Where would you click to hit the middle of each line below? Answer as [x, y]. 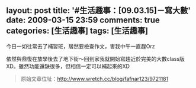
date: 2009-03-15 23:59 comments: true [83, 20]
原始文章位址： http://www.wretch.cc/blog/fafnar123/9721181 [94, 79]
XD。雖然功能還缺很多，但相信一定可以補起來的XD [68, 66]
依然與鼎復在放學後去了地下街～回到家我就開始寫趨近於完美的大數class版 [96, 58]
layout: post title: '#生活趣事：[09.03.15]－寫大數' [99, 11]
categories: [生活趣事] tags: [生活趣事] [77, 31]
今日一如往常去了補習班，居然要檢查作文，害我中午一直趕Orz [81, 46]
